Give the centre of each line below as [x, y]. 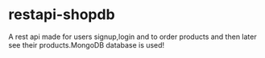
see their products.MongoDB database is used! [87, 44]
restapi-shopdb [62, 15]
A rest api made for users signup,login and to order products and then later [132, 37]
